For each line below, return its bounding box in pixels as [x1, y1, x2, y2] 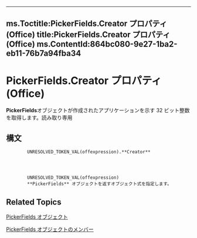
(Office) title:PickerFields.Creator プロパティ [6, 30, 171, 40]
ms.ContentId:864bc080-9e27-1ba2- [36, 39, 178, 49]
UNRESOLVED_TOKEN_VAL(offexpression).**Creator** [27, 149, 151, 155]
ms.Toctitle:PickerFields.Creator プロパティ [6, 19, 168, 29]
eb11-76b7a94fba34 [6, 48, 81, 59]
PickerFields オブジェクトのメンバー [6, 226, 94, 233]
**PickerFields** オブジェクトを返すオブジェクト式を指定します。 [27, 181, 172, 187]
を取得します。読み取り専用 [6, 114, 73, 121]
